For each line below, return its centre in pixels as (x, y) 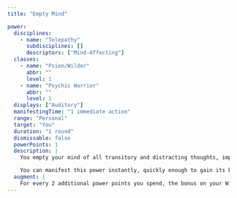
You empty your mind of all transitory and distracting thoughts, (120, 158)
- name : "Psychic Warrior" (60, 85)
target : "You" (34, 125)
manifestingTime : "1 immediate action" (72, 112)
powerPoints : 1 (36, 144)
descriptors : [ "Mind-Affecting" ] (75, 53)
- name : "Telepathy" (50, 39)
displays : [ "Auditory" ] (48, 105)
